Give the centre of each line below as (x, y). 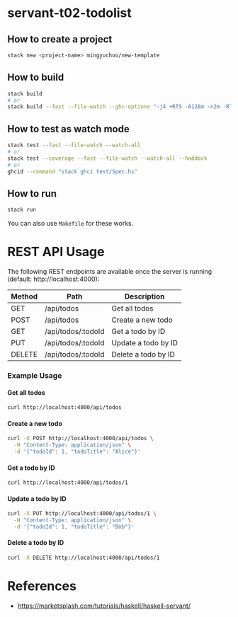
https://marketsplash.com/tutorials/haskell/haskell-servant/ (104, 606)
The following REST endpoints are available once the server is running (110, 272)
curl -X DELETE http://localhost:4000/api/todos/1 (84, 558)
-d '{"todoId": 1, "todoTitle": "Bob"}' (74, 526)
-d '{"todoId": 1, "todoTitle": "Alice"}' (77, 452)
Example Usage (35, 376)
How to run (32, 194)
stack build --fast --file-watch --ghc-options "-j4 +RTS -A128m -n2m (114, 107)
